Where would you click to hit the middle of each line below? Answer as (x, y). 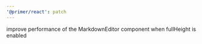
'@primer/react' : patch (37, 12)
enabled (16, 35)
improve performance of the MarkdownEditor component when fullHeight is (101, 29)
